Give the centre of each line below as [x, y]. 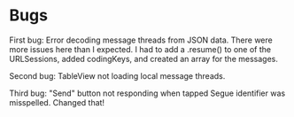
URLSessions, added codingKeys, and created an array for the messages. [144, 58]
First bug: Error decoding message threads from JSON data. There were [141, 40]
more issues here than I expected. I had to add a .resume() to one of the [140, 49]
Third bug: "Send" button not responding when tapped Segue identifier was [147, 93]
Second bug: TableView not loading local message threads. [117, 75]
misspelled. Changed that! [57, 102]
